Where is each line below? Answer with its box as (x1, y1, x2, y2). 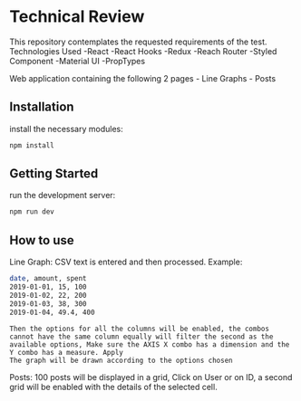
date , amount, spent (9, 274, 88, 283)
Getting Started (9, 166, 99, 182)
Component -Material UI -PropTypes (9, 55, 146, 66)
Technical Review (9, 6, 145, 27)
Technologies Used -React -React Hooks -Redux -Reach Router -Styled (9, 45, 277, 56)
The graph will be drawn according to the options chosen (9, 356, 233, 365)
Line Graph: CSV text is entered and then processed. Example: (9, 256, 243, 268)
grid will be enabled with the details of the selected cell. (9, 381, 218, 392)
